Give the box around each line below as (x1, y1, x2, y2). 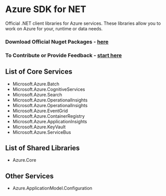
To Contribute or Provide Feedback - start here (5, 52, 122, 59)
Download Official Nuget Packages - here (5, 38, 109, 45)
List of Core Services (5, 67, 73, 76)
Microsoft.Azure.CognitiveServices (12, 86, 85, 92)
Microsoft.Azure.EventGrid (12, 108, 68, 114)
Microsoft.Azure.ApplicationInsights (12, 118, 87, 124)
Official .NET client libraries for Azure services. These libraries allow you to (5, 20, 161, 26)
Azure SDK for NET (5, 4, 87, 15)
